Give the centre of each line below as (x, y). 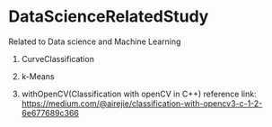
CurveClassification (58, 59)
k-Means (38, 76)
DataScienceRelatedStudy (109, 17)
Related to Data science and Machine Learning (95, 41)
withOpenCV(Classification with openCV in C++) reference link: (139, 94)
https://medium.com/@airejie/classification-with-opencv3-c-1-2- (142, 103)
